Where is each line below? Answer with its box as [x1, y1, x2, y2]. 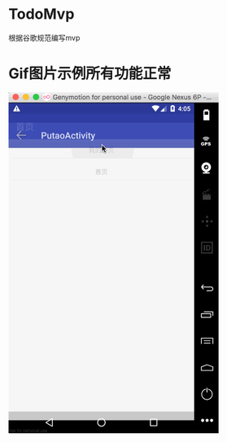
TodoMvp [8, 5, 75, 24]
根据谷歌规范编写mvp [8, 33, 81, 42]
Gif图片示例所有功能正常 [8, 64, 172, 83]
